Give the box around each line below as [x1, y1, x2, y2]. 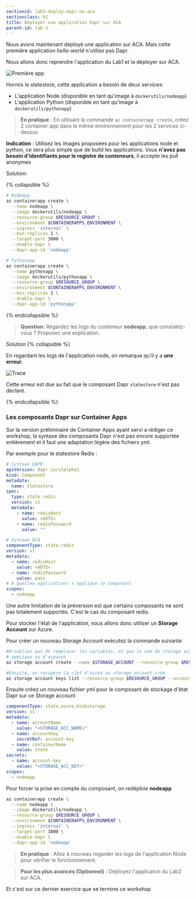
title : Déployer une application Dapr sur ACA [6, 19, 121, 25]
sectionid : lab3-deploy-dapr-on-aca [6, 8, 95, 15]
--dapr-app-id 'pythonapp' [11, 301, 77, 307]
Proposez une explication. [37, 329, 100, 336]
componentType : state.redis [6, 542, 75, 549]
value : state [16, 747, 48, 753]
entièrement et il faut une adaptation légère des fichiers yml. [6, 439, 151, 446]
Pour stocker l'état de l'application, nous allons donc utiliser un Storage [6, 620, 178, 627]
